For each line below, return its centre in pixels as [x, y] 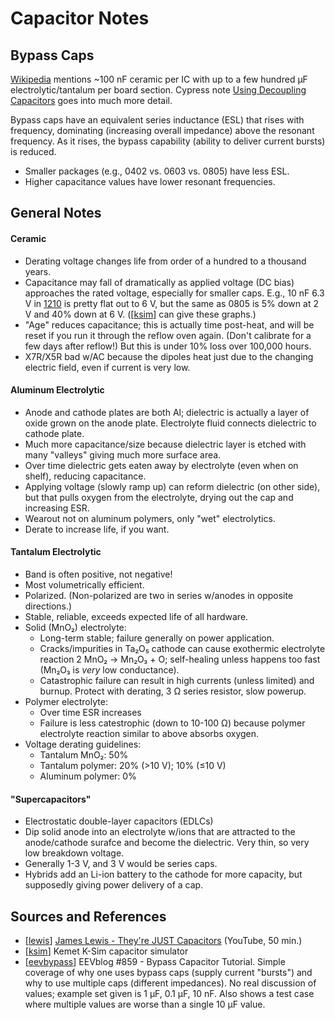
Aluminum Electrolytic [57, 390]
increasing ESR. [57, 508]
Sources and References [88, 916]
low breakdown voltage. [74, 853]
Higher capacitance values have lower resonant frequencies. [150, 181]
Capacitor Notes [80, 18]
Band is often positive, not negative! [98, 574]
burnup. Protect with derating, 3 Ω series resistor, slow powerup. [173, 691]
